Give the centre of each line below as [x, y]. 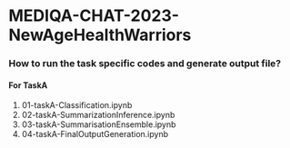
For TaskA [28, 85]
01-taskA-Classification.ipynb [77, 105]
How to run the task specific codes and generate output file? [145, 64]
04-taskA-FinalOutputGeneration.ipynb [95, 134]
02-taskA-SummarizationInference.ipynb [98, 115]
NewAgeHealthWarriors [100, 35]
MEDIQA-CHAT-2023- [94, 16]
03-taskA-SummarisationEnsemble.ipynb [99, 124]
